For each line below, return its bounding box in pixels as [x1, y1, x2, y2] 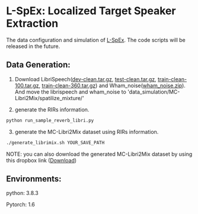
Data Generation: [6, 60, 71, 70]
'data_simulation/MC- [127, 88, 180, 95]
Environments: [6, 174, 62, 184]
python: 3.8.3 [6, 190, 39, 197]
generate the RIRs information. [14, 106, 90, 113]
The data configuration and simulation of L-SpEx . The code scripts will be [6, 36, 186, 43]
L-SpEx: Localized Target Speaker [6, 4, 176, 18]
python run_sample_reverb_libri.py [6, 117, 94, 123]
